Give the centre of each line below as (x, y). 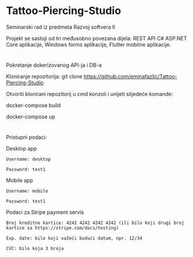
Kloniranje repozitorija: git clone (44, 77)
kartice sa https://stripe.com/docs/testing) (62, 228)
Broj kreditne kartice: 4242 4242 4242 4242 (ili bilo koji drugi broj (95, 223)
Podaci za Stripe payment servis (45, 213)
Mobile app (20, 180)
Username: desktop (28, 159)
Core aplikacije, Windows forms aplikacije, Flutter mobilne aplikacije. (89, 44)
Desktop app (21, 149)
